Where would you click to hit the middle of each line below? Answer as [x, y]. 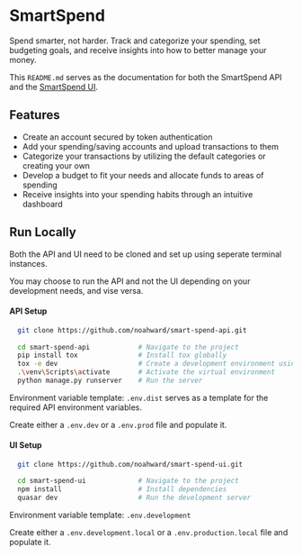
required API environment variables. [75, 407]
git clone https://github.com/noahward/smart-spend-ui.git [130, 465]
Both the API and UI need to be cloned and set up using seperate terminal [146, 254]
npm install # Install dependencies [122, 489]
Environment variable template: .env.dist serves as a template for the [139, 397]
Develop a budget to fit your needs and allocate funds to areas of [143, 175]
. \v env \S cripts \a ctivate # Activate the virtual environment [147, 372]
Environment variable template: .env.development [100, 515]
